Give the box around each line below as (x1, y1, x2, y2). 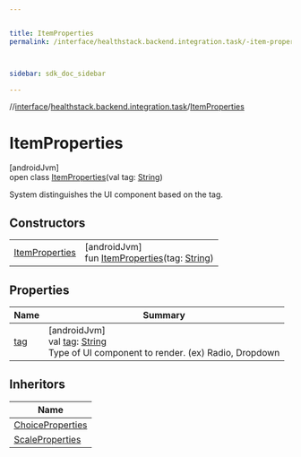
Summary (142, 308, 185, 321)
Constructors (9, 215, 86, 230)
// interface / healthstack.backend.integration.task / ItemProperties (9, 101, 245, 112)
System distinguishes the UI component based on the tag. (9, 189, 224, 200)
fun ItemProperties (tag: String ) (84, 252, 214, 264)
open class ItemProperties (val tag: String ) (9, 172, 163, 183)
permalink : (9, 37, 50, 46)
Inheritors (9, 377, 65, 392)
